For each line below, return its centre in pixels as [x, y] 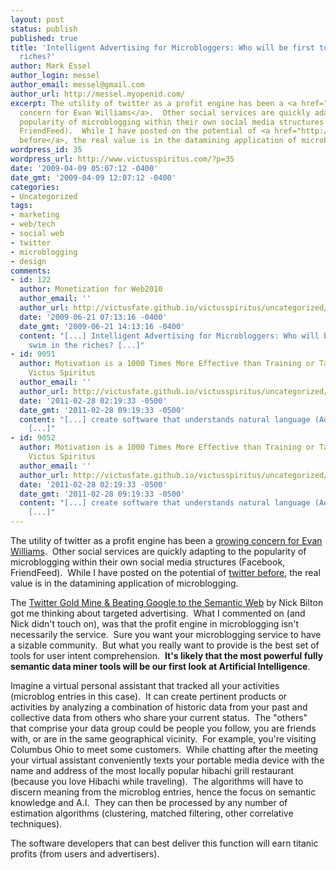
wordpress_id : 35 [46, 150]
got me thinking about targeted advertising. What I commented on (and [158, 613]
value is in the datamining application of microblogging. [124, 583]
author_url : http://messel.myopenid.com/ [98, 94]
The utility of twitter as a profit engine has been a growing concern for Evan [166, 540]
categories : [35, 187]
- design [28, 261]
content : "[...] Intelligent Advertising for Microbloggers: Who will [169, 336]
